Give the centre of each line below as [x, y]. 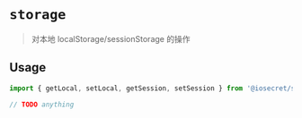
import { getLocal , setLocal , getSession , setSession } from [126, 88]
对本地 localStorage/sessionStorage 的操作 [111, 38]
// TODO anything [42, 105]
